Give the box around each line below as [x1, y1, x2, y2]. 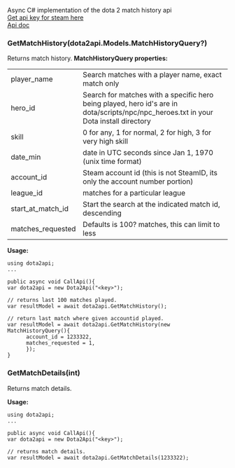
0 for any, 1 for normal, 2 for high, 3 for [83, 128, 212, 137]
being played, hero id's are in [83, 99, 178, 109]
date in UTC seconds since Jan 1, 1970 [83, 148, 213, 158]
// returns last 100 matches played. [7, 297, 117, 304]
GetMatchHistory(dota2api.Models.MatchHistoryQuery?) [7, 38, 208, 48]
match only [83, 78, 120, 88]
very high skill [83, 137, 128, 146]
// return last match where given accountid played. [7, 315, 164, 322]
